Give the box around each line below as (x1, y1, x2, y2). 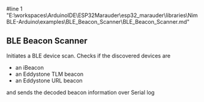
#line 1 (6, 5, 23, 12)
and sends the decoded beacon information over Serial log (6, 89, 155, 96)
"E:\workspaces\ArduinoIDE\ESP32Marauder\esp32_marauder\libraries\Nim (6, 12, 198, 19)
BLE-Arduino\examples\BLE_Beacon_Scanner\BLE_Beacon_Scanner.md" (6, 18, 190, 25)
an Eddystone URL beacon (15, 76, 83, 84)
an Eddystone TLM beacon (15, 70, 84, 78)
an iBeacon (15, 64, 44, 71)
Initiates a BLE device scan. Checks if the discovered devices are (6, 52, 171, 59)
